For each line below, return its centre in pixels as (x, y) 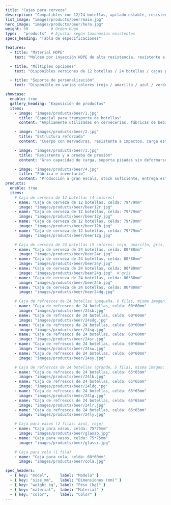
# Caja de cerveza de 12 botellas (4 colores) (65, 197)
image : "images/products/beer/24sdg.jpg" (63, 320)
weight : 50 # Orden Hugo (42, 29)
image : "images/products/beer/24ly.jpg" (62, 415)
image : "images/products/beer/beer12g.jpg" (66, 235)
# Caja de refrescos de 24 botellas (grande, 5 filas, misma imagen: (90, 367)
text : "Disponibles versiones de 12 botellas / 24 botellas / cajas (89, 71)
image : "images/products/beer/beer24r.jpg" (66, 254)
